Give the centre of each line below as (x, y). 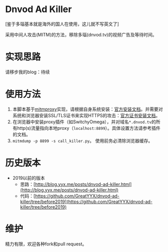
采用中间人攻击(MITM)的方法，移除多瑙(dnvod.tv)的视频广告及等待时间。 (81, 34)
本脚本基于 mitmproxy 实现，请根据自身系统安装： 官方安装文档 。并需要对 (88, 109)
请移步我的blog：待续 (27, 72)
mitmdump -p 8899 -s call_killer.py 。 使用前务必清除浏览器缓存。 (82, 140)
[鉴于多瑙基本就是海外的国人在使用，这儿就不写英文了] (62, 24)
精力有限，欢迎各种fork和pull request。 (46, 244)
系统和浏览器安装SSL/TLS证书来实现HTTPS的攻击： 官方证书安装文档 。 (86, 115)
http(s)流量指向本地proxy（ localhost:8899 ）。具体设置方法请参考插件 (89, 128)
